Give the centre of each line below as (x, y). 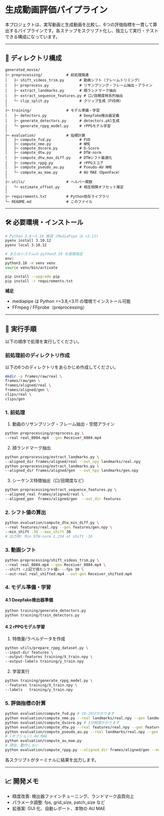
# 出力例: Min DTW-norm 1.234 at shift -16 (49, 536)
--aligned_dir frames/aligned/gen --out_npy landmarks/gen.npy (72, 471)
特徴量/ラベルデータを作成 (39, 639)
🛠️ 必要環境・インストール (44, 223)
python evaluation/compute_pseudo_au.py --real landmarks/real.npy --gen (82, 732)
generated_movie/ (23, 70)
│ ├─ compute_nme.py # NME (48, 144)
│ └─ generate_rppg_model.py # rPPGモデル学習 (58, 126)
